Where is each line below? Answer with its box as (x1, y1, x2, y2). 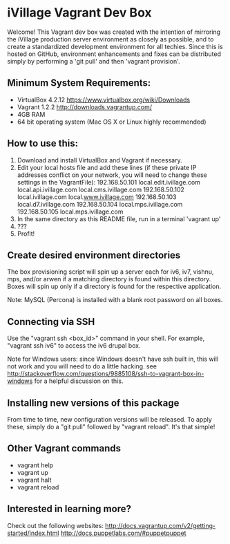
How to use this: (7, 138, 79, 149)
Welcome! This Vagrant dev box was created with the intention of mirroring (7, 28, 221, 36)
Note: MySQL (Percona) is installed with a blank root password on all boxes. (7, 296, 223, 304)
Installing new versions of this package (7, 397, 180, 409)
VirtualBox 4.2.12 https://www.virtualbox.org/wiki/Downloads (17, 95, 191, 104)
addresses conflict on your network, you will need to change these (17, 171, 207, 179)
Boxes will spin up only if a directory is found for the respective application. (7, 282, 222, 291)
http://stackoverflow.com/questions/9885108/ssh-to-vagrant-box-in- (7, 370, 204, 378)
